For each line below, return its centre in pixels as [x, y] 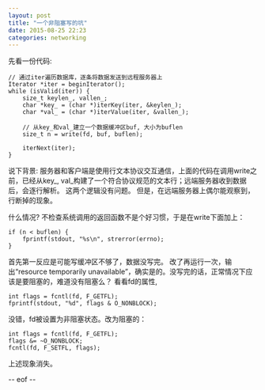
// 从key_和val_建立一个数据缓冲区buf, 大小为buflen [103, 127]
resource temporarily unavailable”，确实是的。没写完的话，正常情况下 [132, 272]
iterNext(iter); [49, 148]
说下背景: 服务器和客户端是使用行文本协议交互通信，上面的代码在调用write [129, 171]
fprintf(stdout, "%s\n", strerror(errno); [93, 239]
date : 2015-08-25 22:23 [47, 30]
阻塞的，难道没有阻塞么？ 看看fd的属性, [93, 282]
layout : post [30, 15]
